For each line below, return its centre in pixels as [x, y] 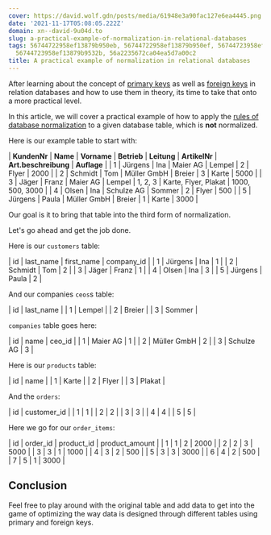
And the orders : [34, 396]
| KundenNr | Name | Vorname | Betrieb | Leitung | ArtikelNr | [113, 156]
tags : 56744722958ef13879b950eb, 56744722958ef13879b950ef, [112, 46]
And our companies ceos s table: [61, 294]
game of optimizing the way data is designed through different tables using [133, 513]
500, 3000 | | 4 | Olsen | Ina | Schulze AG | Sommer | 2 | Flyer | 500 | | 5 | [130, 190]
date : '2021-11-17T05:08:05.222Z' [67, 23]
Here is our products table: [52, 365]
